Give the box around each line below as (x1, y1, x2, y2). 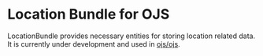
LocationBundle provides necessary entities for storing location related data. (7, 31, 256, 40)
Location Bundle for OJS (7, 5, 170, 23)
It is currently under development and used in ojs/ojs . (7, 39, 180, 48)
